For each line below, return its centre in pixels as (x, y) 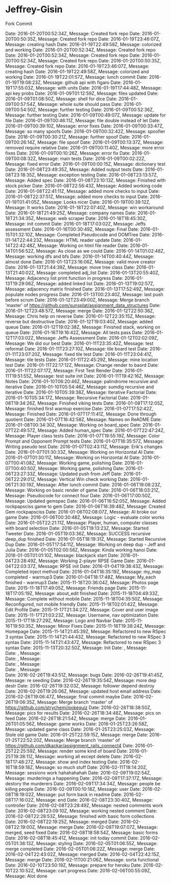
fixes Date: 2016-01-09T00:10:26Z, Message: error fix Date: (68, 153)
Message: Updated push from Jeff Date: (80, 474)
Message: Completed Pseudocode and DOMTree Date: (93, 234)
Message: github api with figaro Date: (82, 82)
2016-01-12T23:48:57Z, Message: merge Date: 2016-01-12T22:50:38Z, (80, 311)
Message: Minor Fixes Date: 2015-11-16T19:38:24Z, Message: (101, 626)
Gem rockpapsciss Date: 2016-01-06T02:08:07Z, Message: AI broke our (81, 512)
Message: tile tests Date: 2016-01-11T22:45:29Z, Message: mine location (82, 360)
